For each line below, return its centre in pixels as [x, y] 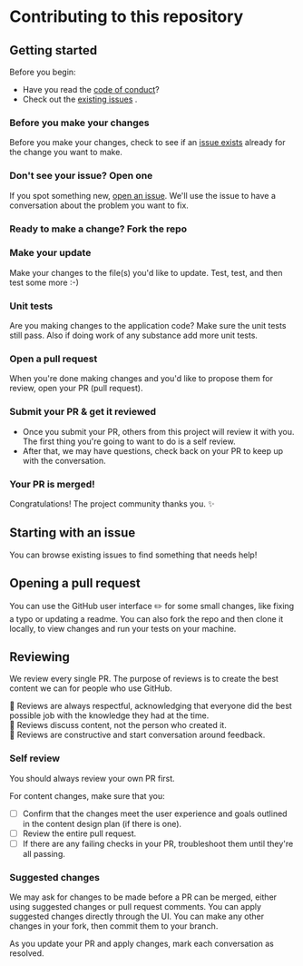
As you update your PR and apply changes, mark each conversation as [142, 944]
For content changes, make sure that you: [87, 795]
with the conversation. [64, 460]
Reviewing [40, 657]
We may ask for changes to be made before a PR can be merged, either [143, 897]
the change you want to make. [66, 153]
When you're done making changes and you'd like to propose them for [142, 379]
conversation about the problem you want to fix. [99, 205]
